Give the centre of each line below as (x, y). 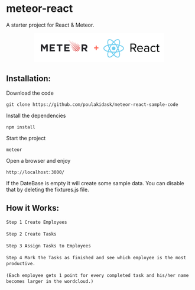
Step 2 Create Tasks (32, 234)
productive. (21, 264)
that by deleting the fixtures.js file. (48, 189)
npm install (21, 127)
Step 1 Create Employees (37, 223)
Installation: (29, 79)
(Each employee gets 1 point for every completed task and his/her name (97, 276)
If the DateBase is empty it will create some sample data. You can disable (95, 183)
